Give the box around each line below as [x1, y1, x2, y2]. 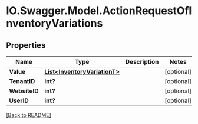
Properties [6, 40, 46, 50]
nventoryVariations [6, 17, 103, 30]
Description [125, 58, 159, 66]
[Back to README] [6, 112, 51, 119]
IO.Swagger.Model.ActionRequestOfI [6, 4, 192, 18]
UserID [9, 96, 29, 105]
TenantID [9, 77, 35, 85]
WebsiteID [9, 87, 39, 95]
